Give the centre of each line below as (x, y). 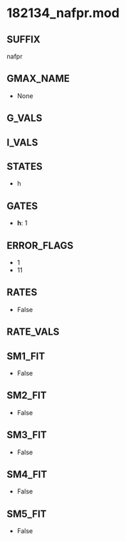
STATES (25, 166)
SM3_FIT (27, 435)
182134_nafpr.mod (63, 13)
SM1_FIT (26, 356)
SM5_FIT (27, 514)
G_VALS (25, 118)
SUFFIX (23, 39)
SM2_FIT (27, 396)
